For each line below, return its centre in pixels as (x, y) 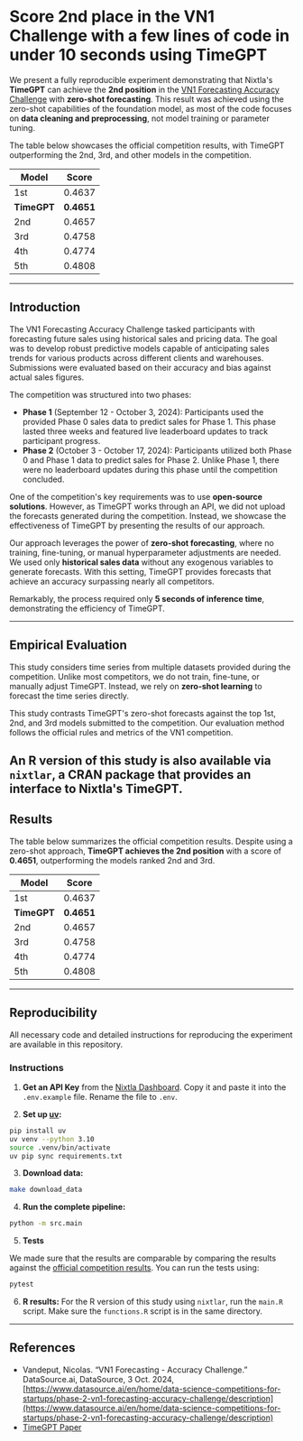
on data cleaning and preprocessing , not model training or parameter (140, 118)
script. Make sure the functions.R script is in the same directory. (142, 1311)
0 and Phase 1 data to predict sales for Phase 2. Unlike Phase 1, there (151, 460)
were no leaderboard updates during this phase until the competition (150, 469)
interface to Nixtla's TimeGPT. (96, 788)
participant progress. (61, 440)
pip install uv (38, 1131)
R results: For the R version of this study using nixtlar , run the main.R (153, 1302)
